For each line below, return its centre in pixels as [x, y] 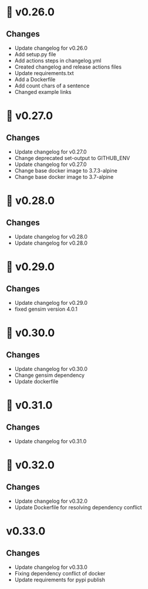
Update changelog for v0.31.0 [51, 441]
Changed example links [43, 92]
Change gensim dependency [50, 375]
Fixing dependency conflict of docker [60, 573]
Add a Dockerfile [35, 79]
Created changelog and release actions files [68, 67]
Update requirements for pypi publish [60, 580]
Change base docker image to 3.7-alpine [64, 177]
